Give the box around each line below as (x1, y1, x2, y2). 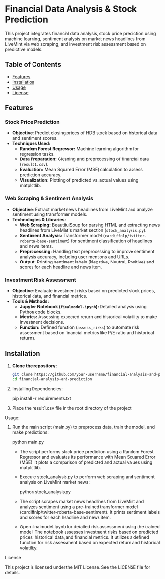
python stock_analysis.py (19, 489, 71, 495)
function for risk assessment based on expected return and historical (19, 539, 160, 545)
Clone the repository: (12, 363, 57, 368)
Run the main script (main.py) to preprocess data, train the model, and (12, 424, 155, 430)
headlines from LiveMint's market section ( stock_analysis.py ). (19, 227, 147, 233)
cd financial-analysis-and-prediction (12, 376, 92, 382)
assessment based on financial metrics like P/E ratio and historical (19, 330, 154, 336)
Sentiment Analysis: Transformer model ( (19, 232, 105, 238)
